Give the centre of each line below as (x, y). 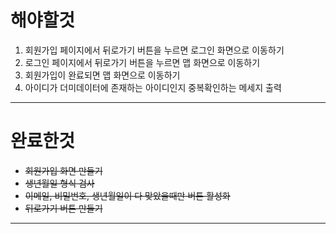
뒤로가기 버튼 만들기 (63, 208)
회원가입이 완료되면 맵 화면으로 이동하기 (102, 75)
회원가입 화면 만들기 (63, 170)
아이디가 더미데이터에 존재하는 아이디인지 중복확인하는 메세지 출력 (153, 87)
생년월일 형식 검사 (59, 183)
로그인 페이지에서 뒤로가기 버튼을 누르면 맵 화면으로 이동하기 (142, 62)
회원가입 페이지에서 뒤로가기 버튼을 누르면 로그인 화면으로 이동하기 (154, 50)
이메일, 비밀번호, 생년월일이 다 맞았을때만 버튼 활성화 (127, 195)
